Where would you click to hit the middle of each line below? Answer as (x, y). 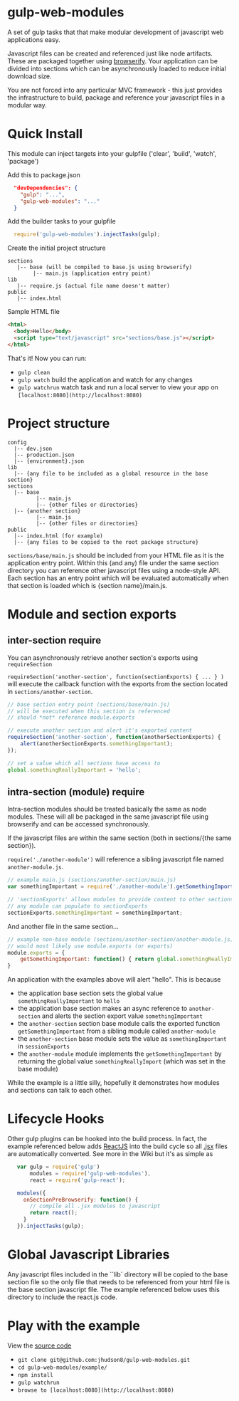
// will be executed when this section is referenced (89, 711)
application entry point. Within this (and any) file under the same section (113, 562)
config (17, 442)
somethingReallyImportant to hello (69, 1001)
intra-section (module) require (76, 792)
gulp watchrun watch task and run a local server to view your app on (118, 387)
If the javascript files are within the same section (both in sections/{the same (119, 838)
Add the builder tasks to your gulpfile (62, 221)
